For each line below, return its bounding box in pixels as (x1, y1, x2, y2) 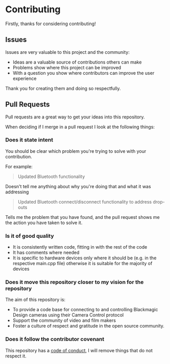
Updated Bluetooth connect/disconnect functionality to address (17, 198, 152, 205)
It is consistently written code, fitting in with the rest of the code (12, 244, 148, 250)
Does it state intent (5, 136, 54, 144)
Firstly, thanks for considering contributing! (5, 21, 96, 27)
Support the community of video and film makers (12, 317, 116, 323)
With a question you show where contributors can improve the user (12, 70, 155, 76)
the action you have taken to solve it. (5, 219, 83, 226)
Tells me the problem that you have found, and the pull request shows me (5, 214, 160, 220)
